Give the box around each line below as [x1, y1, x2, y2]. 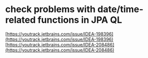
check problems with [5, 4, 96, 15]
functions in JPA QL [38, 14, 123, 26]
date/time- [97, 4, 143, 15]
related [5, 14, 36, 26]
